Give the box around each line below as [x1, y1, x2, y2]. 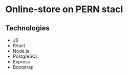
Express [12, 59, 30, 64]
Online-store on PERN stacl [5, 4, 123, 15]
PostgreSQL [12, 53, 38, 59]
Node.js [12, 48, 30, 54]
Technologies [5, 24, 50, 32]
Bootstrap [12, 64, 34, 70]
